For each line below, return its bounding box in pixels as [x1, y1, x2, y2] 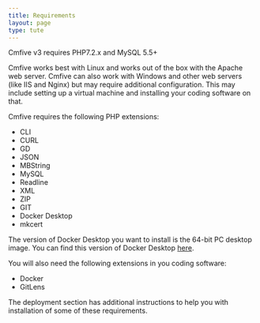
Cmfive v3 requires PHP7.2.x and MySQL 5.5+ [8, 48, 158, 58]
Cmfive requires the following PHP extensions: [8, 112, 160, 122]
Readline [19, 178, 49, 187]
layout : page [8, 19, 51, 27]
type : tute [8, 26, 44, 34]
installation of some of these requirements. [8, 306, 148, 316]
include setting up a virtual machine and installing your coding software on [8, 88, 251, 98]
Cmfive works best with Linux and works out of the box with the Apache [8, 63, 243, 73]
